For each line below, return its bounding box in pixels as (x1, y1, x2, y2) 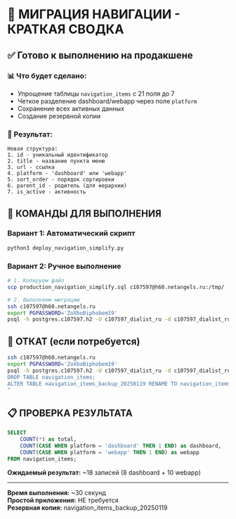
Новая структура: (7, 146, 58, 153)
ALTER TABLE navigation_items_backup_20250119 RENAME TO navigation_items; (7, 380, 234, 387)
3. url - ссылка (7, 164, 55, 171)
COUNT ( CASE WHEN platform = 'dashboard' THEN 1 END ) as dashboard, (20, 442, 221, 449)
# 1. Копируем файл (7, 277, 65, 284)
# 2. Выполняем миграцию (7, 296, 80, 303)
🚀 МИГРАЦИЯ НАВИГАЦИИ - (7, 6, 181, 23)
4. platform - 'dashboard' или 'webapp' (7, 170, 128, 177)
